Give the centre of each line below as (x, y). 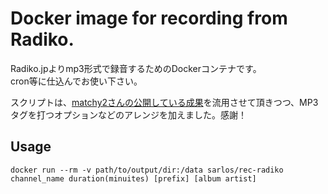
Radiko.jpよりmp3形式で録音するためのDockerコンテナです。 (136, 68)
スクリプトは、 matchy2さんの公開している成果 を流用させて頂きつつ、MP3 (164, 102)
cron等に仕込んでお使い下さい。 (76, 81)
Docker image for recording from (149, 18)
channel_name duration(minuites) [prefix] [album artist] (133, 178)
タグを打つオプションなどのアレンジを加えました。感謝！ (128, 114)
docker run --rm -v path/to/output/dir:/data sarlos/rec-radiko (147, 170)
